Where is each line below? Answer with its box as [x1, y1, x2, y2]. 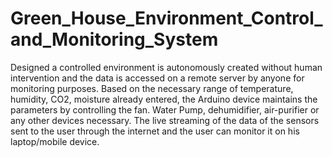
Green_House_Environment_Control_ [10, 7, 323, 30]
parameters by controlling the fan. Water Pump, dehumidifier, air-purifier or [10, 103, 320, 116]
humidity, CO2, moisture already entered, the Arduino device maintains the [10, 93, 318, 105]
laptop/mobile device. [10, 135, 100, 147]
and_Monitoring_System [10, 28, 219, 51]
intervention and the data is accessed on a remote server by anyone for [10, 72, 305, 84]
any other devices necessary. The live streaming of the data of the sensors [10, 114, 320, 126]
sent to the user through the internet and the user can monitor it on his [10, 125, 300, 137]
